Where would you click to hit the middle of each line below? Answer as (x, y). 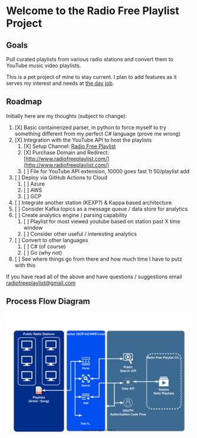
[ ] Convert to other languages (51, 240)
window (33, 228)
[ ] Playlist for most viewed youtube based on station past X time (102, 221)
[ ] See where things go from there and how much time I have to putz (98, 259)
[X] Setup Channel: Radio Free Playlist (70, 146)
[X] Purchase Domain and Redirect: (66, 152)
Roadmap (24, 102)
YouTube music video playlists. (44, 65)
